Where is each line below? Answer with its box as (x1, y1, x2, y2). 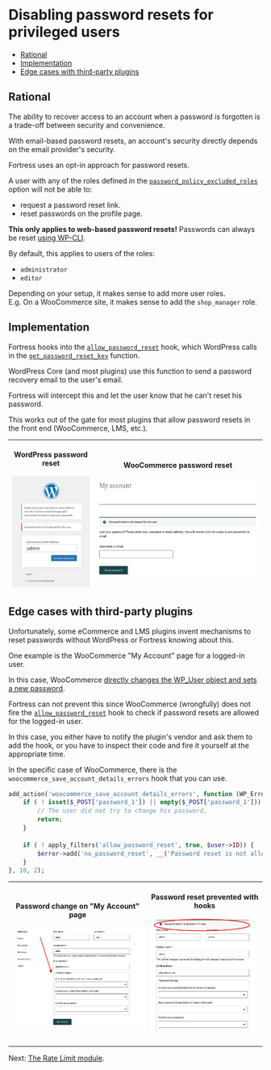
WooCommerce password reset (123, 461, 232, 470)
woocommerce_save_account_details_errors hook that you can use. (8, 773, 227, 783)
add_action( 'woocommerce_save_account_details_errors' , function (8, 790, 232, 798)
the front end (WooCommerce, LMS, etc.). (8, 423, 148, 433)
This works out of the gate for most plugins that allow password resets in (8, 415, 251, 424)
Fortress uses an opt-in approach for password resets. (8, 160, 190, 170)
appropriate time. (8, 749, 66, 759)
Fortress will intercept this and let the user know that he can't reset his (8, 390, 242, 400)
